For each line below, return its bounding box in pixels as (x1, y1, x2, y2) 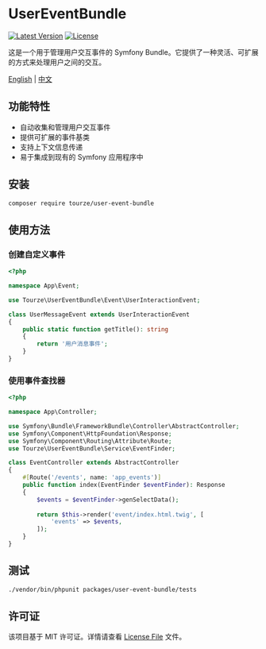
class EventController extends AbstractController (8, 458, 179, 467)
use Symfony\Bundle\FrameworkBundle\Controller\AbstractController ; (8, 422, 240, 430)
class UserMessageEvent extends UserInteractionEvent (8, 311, 191, 319)
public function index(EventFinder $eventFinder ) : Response (22, 481, 226, 489)
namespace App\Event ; (8, 282, 80, 290)
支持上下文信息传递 (19, 142, 83, 152)
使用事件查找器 (8, 375, 66, 386)
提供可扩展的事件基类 (19, 132, 90, 141)
